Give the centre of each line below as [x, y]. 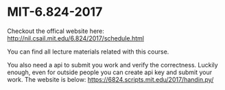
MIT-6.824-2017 [55, 12]
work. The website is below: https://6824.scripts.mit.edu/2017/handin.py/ [110, 79]
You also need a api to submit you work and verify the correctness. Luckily [113, 65]
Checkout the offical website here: [56, 31]
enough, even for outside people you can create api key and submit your [110, 72]
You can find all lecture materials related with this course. [88, 52]
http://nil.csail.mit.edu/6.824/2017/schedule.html [75, 38]
